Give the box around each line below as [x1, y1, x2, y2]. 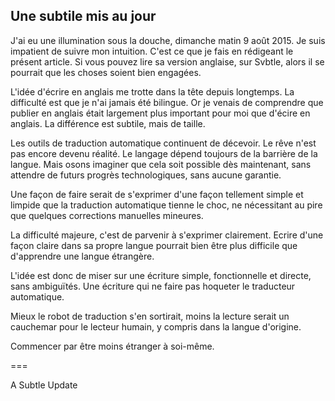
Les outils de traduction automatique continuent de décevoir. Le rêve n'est [10, 137, 317, 149]
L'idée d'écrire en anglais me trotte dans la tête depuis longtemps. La [10, 85, 295, 98]
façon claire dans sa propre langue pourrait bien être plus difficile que [10, 239, 298, 251]
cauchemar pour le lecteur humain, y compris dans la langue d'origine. [10, 320, 302, 333]
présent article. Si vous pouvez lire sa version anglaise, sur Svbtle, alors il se [10, 55, 325, 68]
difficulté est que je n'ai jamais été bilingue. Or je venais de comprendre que [10, 96, 324, 108]
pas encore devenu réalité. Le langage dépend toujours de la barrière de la [10, 147, 318, 159]
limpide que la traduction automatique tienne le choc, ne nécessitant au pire [10, 199, 323, 211]
